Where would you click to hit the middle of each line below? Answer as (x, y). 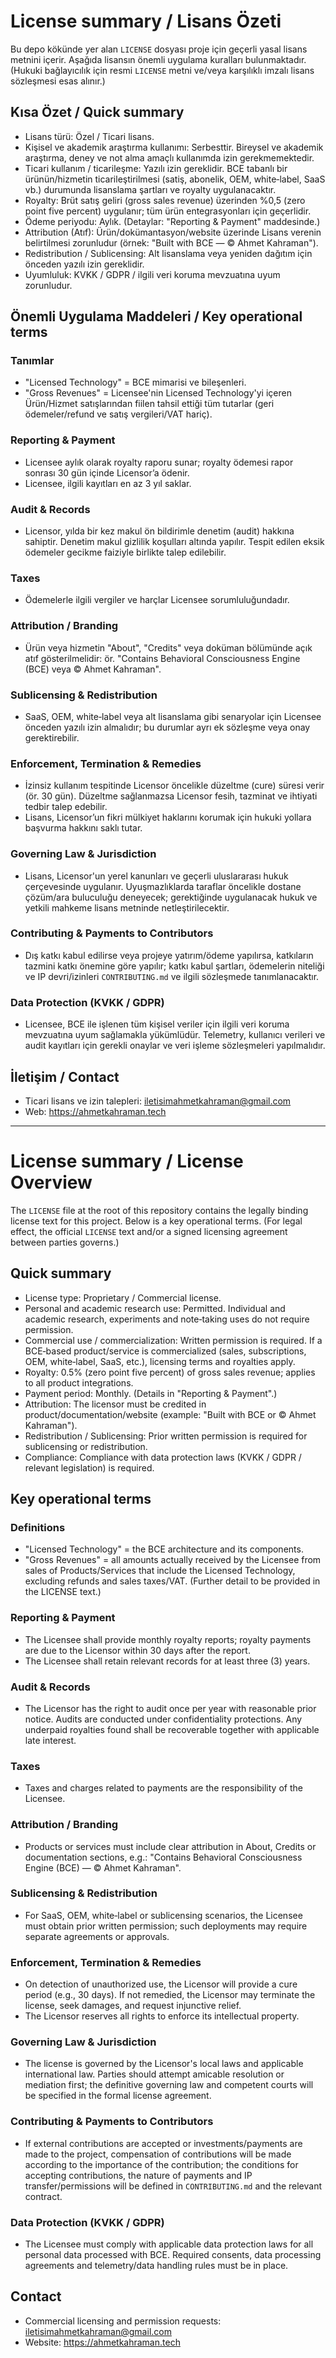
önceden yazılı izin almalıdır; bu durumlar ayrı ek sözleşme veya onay (167, 727)
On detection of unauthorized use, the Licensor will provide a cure (161, 1984)
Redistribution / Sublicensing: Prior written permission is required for (166, 1436)
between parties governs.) (65, 1242)
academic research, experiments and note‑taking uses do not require (167, 1319)
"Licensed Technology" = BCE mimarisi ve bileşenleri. (135, 382)
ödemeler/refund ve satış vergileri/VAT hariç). (118, 414)
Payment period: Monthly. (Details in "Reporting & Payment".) (151, 1393)
